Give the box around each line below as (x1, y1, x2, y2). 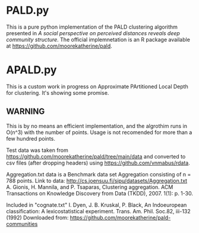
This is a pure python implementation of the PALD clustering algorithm (6, 23, 178, 30)
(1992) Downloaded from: (6, 214, 69, 221)
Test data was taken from (6, 147, 68, 154)
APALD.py (6, 63, 57, 77)
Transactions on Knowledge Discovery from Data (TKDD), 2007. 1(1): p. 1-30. (6, 189, 193, 197)
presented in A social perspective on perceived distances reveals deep (6, 29, 180, 36)
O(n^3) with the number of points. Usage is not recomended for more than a (6, 129, 192, 136)
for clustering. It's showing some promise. (6, 89, 109, 96)
